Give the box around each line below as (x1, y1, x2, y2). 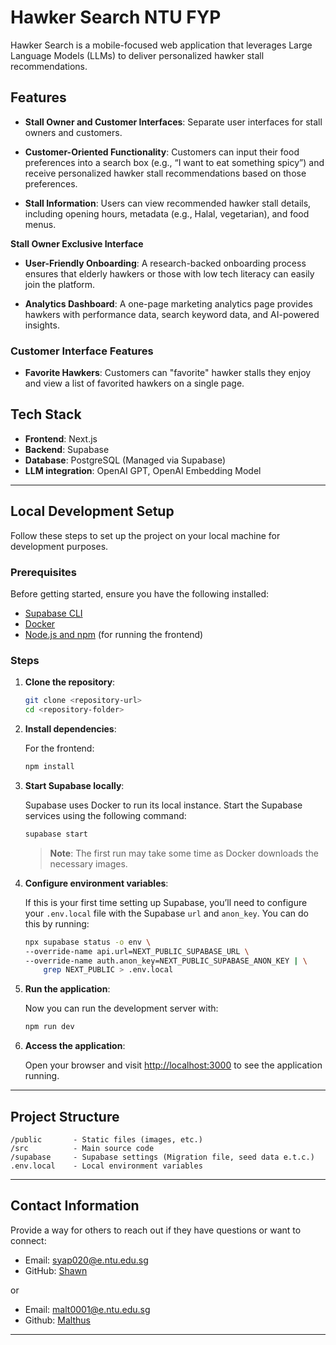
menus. (24, 218, 57, 230)
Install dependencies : (24, 723, 117, 735)
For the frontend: (24, 742, 95, 755)
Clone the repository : (24, 676, 116, 688)
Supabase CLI (24, 607, 83, 619)
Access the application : (24, 1040, 126, 1052)
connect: (10, 1234, 47, 1246)
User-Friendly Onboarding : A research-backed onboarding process (24, 257, 307, 269)
